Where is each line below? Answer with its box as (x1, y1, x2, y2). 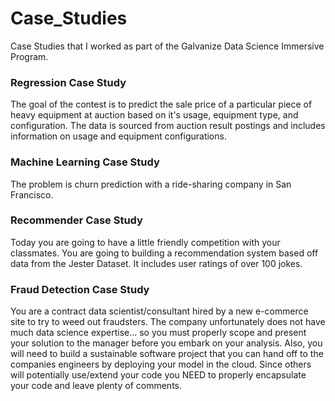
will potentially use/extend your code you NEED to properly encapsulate (10, 369, 307, 381)
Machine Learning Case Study (10, 155, 160, 169)
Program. (10, 50, 49, 62)
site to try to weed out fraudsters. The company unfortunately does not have (10, 316, 326, 328)
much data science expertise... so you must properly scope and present (10, 327, 307, 339)
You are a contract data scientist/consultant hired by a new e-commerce (10, 305, 309, 317)
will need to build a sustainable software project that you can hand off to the (10, 348, 324, 360)
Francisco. (10, 188, 54, 201)
